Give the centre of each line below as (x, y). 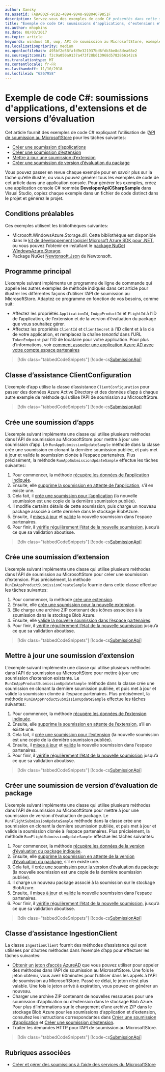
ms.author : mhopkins (26, 28)
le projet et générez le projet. (34, 198)
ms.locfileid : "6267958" (30, 74)
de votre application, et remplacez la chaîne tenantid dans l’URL (77, 334)
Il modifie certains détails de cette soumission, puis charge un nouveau (84, 506)
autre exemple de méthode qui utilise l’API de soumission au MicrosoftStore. (82, 397)
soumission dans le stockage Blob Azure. (54, 615)
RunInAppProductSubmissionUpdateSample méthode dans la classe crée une (80, 683)
